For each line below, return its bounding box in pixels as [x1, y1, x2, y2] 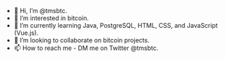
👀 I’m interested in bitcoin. [13, 14, 89, 22]
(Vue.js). [13, 28, 38, 37]
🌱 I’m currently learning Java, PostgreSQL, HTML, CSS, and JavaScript [13, 22, 218, 29]
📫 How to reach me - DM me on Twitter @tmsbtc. [13, 44, 159, 52]
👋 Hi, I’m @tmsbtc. [13, 7, 68, 15]
